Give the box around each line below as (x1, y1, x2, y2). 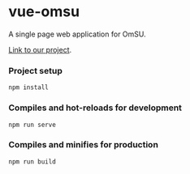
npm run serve (8, 121, 57, 129)
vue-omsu (8, 2, 80, 21)
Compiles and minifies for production (8, 139, 158, 151)
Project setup (8, 65, 63, 76)
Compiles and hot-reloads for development (8, 102, 183, 113)
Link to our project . (8, 45, 72, 54)
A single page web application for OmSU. (8, 29, 146, 39)
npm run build (8, 157, 57, 166)
